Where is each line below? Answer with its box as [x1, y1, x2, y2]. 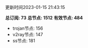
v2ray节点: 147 [12, 32, 43, 37]
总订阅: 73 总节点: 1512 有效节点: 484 [5, 15, 83, 21]
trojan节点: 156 [12, 25, 43, 31]
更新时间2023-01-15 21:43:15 [5, 4, 65, 10]
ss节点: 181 [12, 38, 35, 44]
